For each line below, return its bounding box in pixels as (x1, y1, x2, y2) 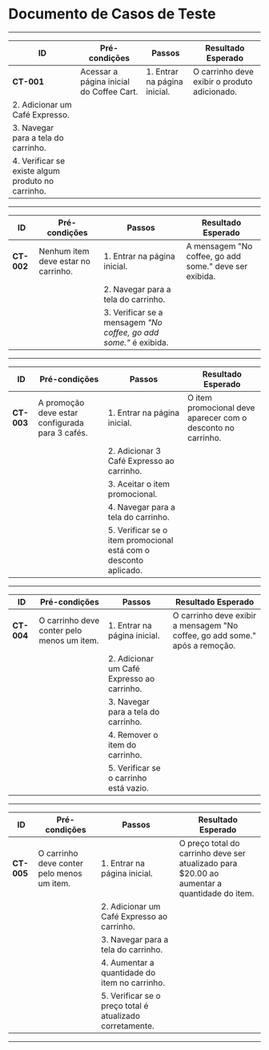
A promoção (38, 397, 85, 408)
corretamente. (101, 1020, 155, 1032)
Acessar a (79, 66, 118, 77)
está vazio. (107, 782, 150, 793)
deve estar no (38, 255, 90, 267)
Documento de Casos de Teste (8, 5, 216, 23)
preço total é (101, 1000, 149, 1011)
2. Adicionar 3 (107, 445, 162, 456)
